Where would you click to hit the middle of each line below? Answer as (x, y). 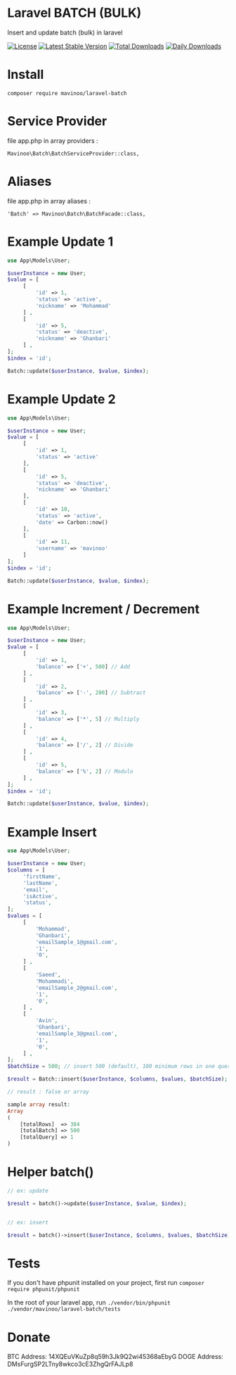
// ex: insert (28, 1222)
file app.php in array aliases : (49, 201)
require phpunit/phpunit (44, 1290)
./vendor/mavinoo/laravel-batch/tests (64, 1310)
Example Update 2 (61, 399)
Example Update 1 (60, 241)
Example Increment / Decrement (104, 609)
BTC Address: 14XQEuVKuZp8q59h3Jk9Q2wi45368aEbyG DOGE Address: (115, 1357)
